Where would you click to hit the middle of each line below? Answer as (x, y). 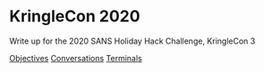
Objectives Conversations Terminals (76, 58)
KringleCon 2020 (75, 16)
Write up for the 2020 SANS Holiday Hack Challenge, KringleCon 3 (132, 41)
